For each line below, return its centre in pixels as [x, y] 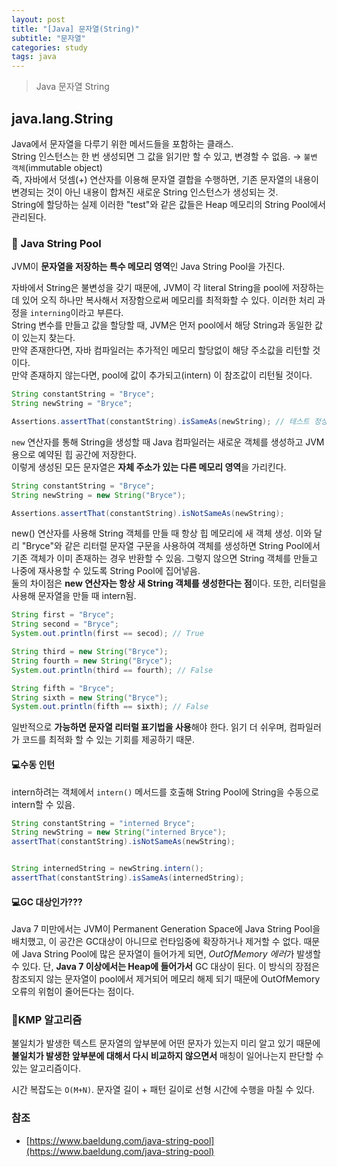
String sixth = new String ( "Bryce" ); [90, 697]
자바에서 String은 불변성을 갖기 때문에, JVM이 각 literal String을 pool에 [150, 288]
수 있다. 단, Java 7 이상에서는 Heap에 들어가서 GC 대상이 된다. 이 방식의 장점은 [165, 967]
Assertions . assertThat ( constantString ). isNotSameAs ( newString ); [148, 513]
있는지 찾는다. [48, 338]
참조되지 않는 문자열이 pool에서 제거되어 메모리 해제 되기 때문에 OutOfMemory [166, 979]
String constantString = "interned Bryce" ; [103, 823]
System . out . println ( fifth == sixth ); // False [110, 707]
